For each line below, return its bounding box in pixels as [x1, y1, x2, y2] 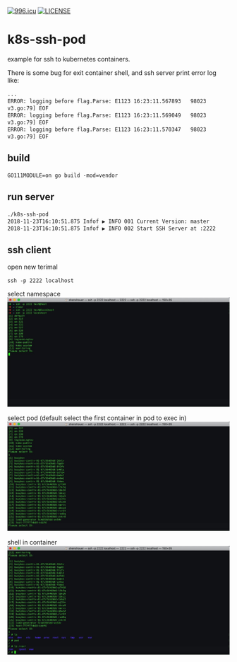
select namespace [7, 290, 61, 298]
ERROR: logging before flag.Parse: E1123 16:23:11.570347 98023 [7, 126, 207, 133]
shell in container [7, 538, 58, 546]
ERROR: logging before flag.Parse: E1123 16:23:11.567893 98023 [7, 98, 207, 105]
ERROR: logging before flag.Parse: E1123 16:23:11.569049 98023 [7, 112, 207, 119]
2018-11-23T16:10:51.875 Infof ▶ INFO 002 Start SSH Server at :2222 [7, 225, 217, 232]
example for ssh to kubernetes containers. [7, 54, 130, 63]
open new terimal [7, 262, 58, 272]
